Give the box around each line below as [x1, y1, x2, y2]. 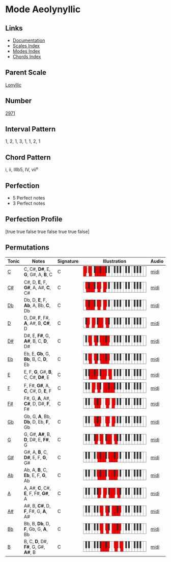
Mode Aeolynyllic [5, 4, 81, 15]
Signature [57, 258, 79, 264]
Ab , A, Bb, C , [23, 302, 51, 308]
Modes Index [12, 48, 40, 54]
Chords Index [12, 53, 41, 60]
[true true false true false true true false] [5, 228, 90, 235]
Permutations [5, 243, 49, 252]
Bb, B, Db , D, [23, 521, 50, 527]
